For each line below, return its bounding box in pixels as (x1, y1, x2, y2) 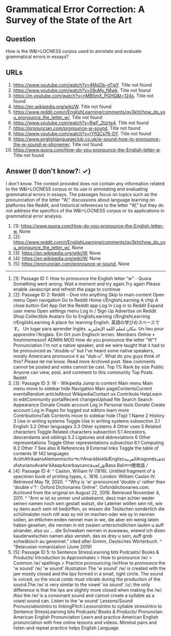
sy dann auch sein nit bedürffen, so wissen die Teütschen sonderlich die (13, 506, 165, 512)
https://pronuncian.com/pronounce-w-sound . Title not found (13, 125, 141, 131)
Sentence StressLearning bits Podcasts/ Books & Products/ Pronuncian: (13, 609, 164, 615)
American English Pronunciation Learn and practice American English (13, 614, 159, 620)
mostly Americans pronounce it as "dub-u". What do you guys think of (13, 353, 160, 359)
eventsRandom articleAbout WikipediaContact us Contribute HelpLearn (13, 391, 162, 397)
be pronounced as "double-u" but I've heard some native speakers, (13, 347, 154, 353)
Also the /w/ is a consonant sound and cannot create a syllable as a (13, 592, 155, 598)
